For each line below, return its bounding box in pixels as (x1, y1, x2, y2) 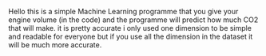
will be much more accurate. (8, 40, 102, 50)
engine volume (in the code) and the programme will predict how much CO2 (8, 15, 259, 24)
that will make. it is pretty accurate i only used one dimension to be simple (8, 24, 252, 32)
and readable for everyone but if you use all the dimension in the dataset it (8, 32, 253, 41)
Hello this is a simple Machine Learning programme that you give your (8, 7, 239, 16)
